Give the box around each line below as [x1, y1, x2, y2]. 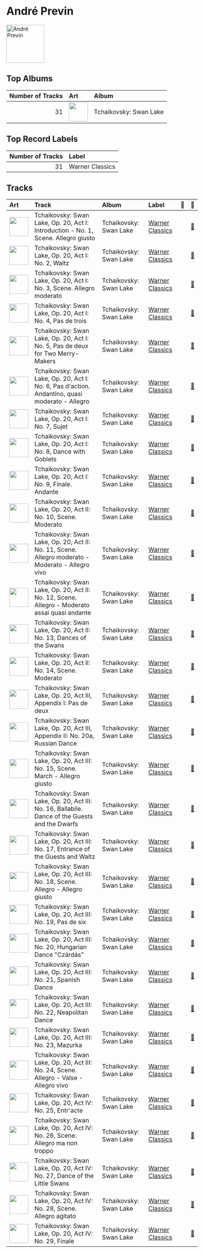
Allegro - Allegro [34, 885, 83, 894]
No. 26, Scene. [34, 1131, 77, 1140]
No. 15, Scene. [34, 764, 77, 773]
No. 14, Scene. [34, 666, 77, 675]
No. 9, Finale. [34, 480, 72, 489]
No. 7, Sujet [34, 423, 68, 431]
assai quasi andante [34, 609, 91, 617]
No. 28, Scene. [34, 1204, 77, 1213]
